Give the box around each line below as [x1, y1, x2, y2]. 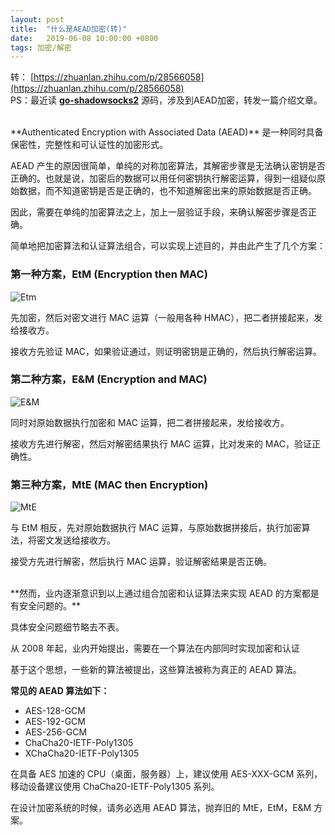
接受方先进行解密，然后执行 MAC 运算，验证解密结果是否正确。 [10, 556, 272, 568]
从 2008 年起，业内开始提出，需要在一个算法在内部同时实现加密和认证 [10, 642, 300, 655]
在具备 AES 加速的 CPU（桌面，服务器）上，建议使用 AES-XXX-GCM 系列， [10, 768, 323, 780]
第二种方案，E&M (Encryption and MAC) [10, 372, 208, 386]
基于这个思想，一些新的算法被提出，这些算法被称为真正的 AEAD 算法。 [10, 664, 302, 676]
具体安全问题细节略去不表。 [10, 621, 125, 633]
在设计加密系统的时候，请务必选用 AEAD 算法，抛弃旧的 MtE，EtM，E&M [10, 802, 312, 814]
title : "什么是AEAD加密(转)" [10, 24, 127, 34]
